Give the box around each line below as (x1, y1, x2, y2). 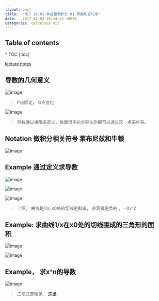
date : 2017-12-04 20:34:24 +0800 (5, 16, 77, 21)
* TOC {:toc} (5, 51, 30, 57)
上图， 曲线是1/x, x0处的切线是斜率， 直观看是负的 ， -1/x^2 (16, 205, 137, 211)
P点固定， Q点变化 (16, 99, 54, 105)
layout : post (5, 7, 32, 12)
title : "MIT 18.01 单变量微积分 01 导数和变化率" (5, 12, 101, 17)
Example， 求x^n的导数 (5, 268, 76, 276)
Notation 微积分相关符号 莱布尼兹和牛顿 (5, 134, 125, 143)
